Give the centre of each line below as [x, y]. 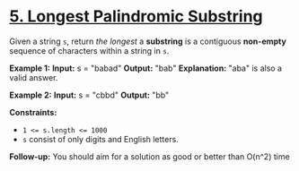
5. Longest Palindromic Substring [136, 17]
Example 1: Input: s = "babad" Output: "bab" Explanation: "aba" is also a [146, 68]
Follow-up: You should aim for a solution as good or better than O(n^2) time [149, 156]
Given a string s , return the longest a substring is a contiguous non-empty [148, 41]
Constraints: [33, 112]
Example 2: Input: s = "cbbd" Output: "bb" [89, 95]
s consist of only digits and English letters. [101, 139]
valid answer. [34, 77]
